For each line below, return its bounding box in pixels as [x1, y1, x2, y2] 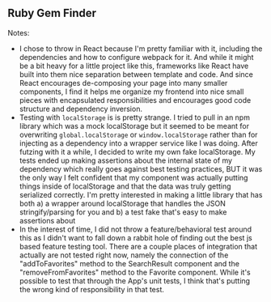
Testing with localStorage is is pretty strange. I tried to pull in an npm [19, 113, 250, 122]
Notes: [7, 28, 30, 37]
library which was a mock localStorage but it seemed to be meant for [19, 121, 250, 130]
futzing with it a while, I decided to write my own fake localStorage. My [19, 147, 256, 156]
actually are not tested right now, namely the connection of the [19, 250, 229, 260]
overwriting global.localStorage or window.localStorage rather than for [19, 130, 258, 139]
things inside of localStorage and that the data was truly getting [19, 181, 231, 191]
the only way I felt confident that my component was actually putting [19, 172, 248, 182]
